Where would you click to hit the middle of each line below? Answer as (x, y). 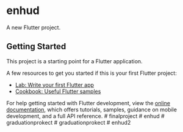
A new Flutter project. (34, 27)
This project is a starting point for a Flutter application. (74, 61)
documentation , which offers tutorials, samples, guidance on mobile (91, 109)
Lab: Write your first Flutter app (55, 85)
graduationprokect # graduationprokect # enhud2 (69, 122)
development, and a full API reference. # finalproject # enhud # (85, 116)
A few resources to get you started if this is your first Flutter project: (91, 73)
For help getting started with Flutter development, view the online (88, 103)
